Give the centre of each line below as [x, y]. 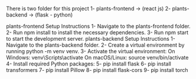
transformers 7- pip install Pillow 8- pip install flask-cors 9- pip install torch [97, 70]
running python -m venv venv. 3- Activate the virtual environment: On [91, 51]
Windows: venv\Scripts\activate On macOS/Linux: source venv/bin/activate [97, 57]
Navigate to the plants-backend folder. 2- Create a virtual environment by [95, 45]
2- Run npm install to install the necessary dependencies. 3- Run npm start [97, 32]
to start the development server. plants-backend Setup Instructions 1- [91, 39]
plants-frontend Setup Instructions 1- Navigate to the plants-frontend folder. [98, 26]
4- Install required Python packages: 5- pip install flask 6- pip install [89, 64]
